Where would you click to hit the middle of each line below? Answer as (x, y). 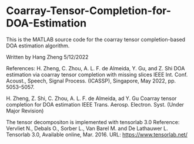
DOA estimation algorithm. (38, 46)
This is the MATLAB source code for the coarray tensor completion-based (96, 39)
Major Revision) (25, 111)
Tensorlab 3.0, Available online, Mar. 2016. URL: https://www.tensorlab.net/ (97, 134)
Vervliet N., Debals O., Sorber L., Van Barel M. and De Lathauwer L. (87, 128)
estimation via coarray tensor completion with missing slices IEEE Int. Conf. (97, 74)
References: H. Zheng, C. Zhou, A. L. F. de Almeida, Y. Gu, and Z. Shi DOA (96, 68)
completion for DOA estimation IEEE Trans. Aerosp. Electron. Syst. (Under (95, 104)
